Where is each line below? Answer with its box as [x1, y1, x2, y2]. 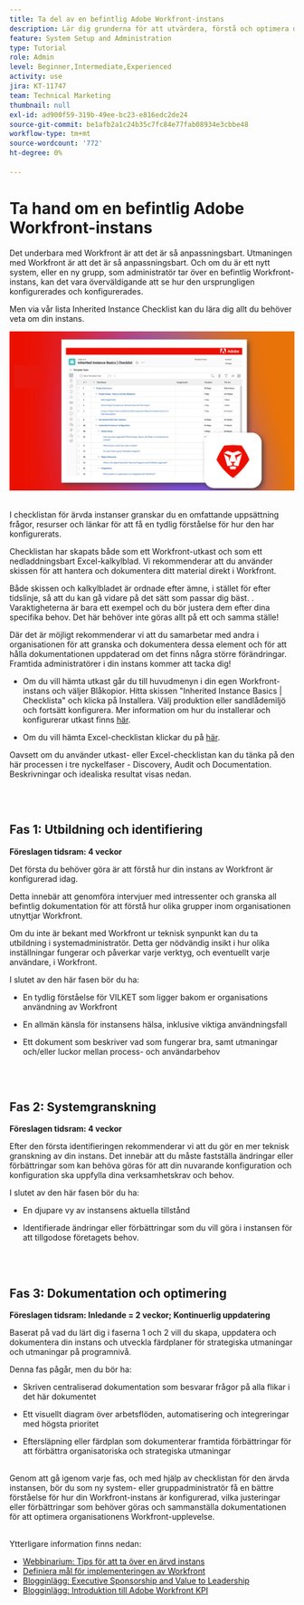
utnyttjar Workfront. [9, 910, 83, 921]
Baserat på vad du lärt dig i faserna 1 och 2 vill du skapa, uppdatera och [9, 1328, 277, 1339]
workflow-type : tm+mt [9, 130, 91, 139]
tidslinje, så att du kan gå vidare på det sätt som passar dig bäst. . [9, 592, 254, 603]
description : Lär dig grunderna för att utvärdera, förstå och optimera [9, 24, 290, 34]
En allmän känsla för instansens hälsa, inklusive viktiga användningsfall [22, 1019, 288, 1030]
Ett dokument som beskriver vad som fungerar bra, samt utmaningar [22, 1036, 279, 1047]
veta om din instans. [9, 313, 85, 324]
